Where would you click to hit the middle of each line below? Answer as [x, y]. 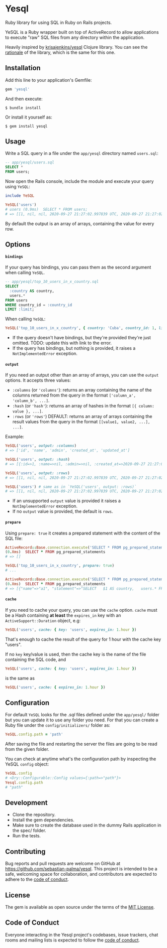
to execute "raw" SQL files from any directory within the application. [75, 37]
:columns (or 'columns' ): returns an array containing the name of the [82, 390]
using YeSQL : [18, 187]
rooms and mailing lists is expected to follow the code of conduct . [73, 940]
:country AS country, [32, 291]
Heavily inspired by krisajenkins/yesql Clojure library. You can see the [77, 47]
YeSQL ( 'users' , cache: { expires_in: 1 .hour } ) [55, 687]
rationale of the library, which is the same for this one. [60, 52]
